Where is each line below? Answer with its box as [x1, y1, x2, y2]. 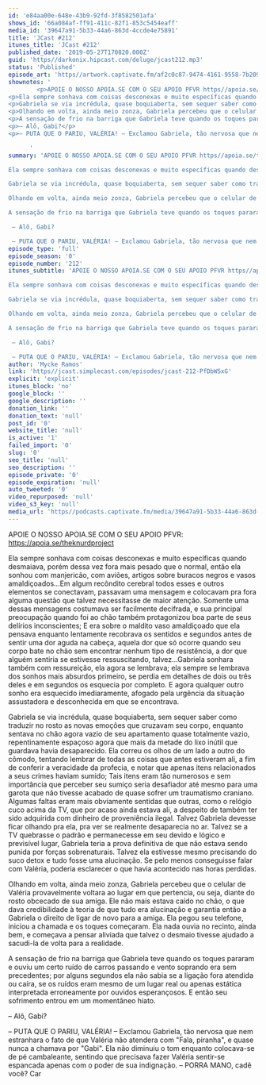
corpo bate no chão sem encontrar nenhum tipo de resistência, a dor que [8, 646, 248, 656]
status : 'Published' [8, 63, 77, 71]
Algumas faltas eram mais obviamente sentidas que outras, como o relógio [8, 796, 252, 806]
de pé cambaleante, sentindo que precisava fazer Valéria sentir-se [8, 1052, 226, 1061]
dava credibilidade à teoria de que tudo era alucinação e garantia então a [8, 904, 247, 914]
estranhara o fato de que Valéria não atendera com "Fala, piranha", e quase [8, 1035, 254, 1045]
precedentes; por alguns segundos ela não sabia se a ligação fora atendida [8, 970, 254, 980]
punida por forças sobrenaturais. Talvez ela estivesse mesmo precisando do [8, 847, 257, 856]
